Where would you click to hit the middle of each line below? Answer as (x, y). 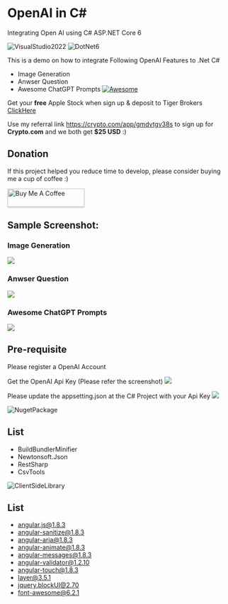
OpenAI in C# (47, 13)
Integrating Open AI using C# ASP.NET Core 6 (74, 33)
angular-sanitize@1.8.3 (51, 532)
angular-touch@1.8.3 (48, 570)
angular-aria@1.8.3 (45, 540)
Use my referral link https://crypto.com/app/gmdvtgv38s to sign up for (110, 124)
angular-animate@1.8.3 (51, 547)
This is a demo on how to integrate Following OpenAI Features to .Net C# (114, 60)
